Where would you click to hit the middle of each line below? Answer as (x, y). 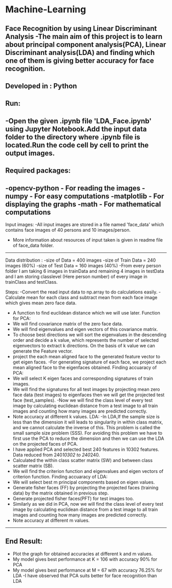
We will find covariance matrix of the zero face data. (68, 324)
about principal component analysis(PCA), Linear (86, 44)
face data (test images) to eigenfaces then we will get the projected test (89, 395)
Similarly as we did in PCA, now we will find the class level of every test (88, 504)
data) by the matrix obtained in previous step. (61, 493)
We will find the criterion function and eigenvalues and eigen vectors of (88, 471)
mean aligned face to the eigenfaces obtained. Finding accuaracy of (85, 367)
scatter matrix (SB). (33, 466)
